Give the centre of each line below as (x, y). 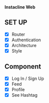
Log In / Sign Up (28, 78)
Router (18, 34)
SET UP (16, 22)
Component (23, 66)
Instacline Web (20, 7)
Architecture (24, 45)
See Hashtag (24, 95)
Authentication (26, 40)
